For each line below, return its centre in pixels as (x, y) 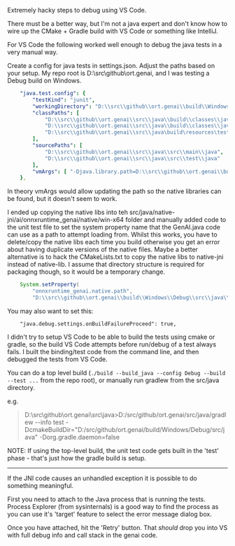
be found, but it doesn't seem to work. (62, 199)
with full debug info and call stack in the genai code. (83, 535)
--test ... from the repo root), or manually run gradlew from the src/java (113, 380)
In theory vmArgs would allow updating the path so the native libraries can (114, 191)
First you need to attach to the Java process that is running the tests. (106, 499)
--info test (49, 422)
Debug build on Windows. (44, 80)
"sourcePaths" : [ (57, 146)
